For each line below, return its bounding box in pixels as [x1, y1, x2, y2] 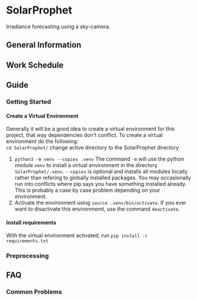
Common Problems [6, 288, 62, 296]
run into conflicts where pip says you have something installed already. [14, 181, 187, 188]
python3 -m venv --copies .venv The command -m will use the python [14, 155, 184, 162]
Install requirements [6, 219, 57, 226]
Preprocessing [6, 252, 49, 260]
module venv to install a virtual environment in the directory [14, 162, 158, 169]
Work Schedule [6, 60, 64, 70]
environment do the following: [6, 138, 79, 145]
